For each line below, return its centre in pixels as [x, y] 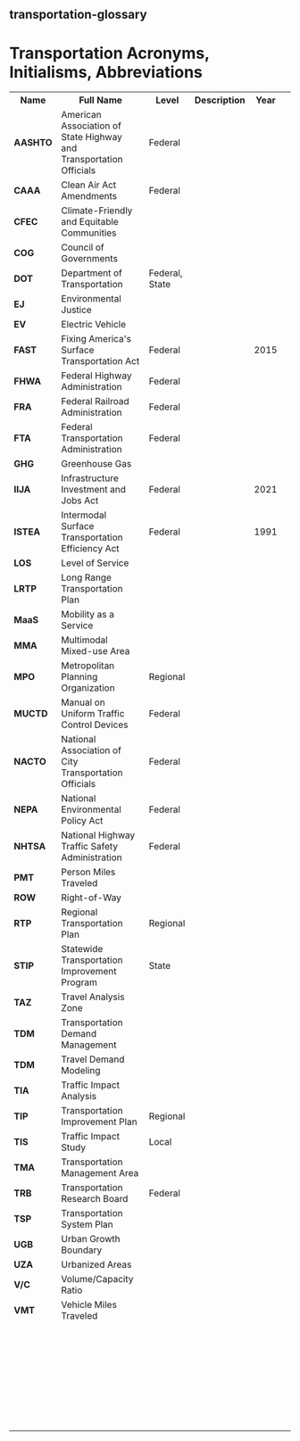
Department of [92, 273]
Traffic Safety [90, 847]
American [81, 115]
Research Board [95, 1199]
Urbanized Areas [96, 1264]
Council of [83, 247]
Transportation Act [100, 361]
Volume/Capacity [97, 1280]
